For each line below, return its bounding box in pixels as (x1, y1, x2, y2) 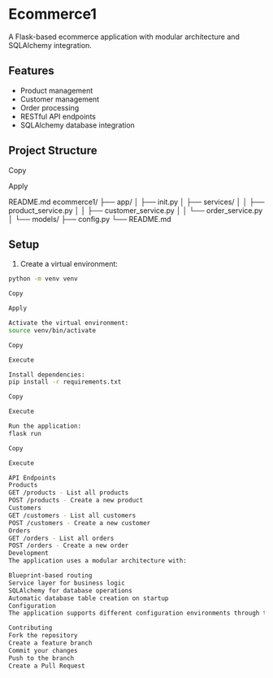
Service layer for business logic (8, 579, 126, 587)
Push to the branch (8, 654, 75, 663)
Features (8, 64, 54, 78)
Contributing (8, 624, 53, 632)
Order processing (19, 102, 80, 112)
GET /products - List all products (8, 489, 129, 497)
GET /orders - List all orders (8, 534, 115, 542)
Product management (19, 85, 93, 95)
